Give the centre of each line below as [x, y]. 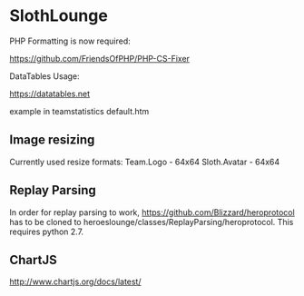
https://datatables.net [50, 94]
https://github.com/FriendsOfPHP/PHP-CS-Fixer [100, 58]
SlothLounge [59, 16]
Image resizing [52, 140]
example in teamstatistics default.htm [79, 111]
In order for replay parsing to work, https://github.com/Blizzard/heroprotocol [152, 212]
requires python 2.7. [47, 232]
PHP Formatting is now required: [70, 41]
